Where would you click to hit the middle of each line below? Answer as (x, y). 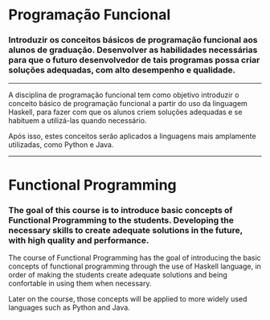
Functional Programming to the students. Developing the (121, 220)
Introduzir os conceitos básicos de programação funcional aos (133, 40)
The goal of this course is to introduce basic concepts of (121, 210)
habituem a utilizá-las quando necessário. (78, 121)
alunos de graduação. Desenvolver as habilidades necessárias (133, 50)
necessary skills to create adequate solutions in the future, (125, 230)
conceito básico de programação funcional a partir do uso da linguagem (128, 104)
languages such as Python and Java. (69, 307)
